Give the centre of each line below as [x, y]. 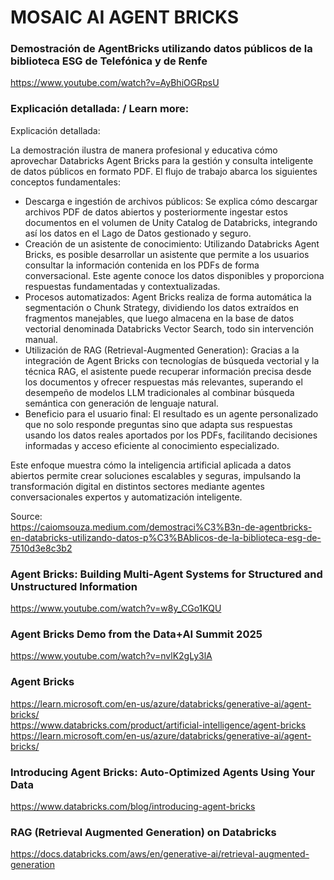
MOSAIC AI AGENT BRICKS [125, 17]
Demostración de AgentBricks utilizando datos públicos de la [161, 49]
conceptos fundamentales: [65, 182]
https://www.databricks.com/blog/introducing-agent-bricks [133, 806]
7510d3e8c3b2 [41, 548]
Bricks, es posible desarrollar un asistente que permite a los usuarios [167, 254]
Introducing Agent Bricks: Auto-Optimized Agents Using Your [163, 772]
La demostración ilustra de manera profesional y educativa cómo [144, 150]
